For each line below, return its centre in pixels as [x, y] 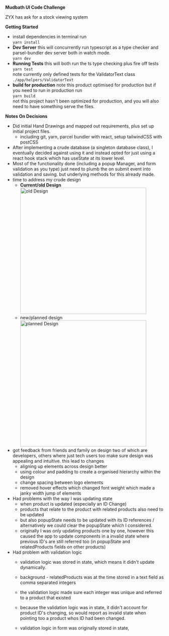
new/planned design [41, 317]
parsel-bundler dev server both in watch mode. [61, 53]
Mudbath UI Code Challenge [35, 7]
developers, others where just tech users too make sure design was [83, 456]
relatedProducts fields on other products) [63, 547]
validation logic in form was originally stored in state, [74, 628]
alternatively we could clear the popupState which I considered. [86, 525]
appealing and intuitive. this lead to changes [58, 461]
